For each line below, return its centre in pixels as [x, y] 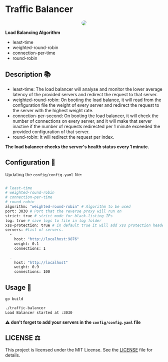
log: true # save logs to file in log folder [53, 221]
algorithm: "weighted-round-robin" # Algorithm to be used [68, 207]
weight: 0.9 [26, 267]
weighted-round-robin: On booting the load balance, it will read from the [87, 100]
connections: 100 [32, 272]
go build [14, 299]
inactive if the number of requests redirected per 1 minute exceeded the [86, 126]
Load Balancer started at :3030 [39, 312]
